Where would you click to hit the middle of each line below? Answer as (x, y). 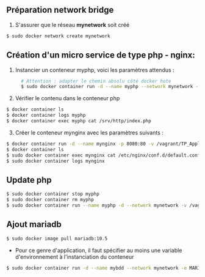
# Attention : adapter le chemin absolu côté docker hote (96, 81)
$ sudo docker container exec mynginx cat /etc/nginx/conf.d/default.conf (103, 155)
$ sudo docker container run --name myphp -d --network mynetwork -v (97, 205)
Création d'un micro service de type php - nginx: (101, 55)
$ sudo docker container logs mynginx (56, 161)
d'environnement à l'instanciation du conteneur (74, 257)
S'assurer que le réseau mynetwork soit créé (72, 24)
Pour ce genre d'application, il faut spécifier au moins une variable (99, 250)
